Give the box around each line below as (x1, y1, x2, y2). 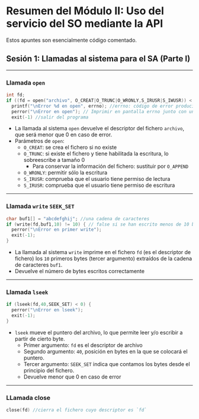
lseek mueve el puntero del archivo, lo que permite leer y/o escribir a (14, 329, 183, 336)
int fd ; (6, 92, 25, 98)
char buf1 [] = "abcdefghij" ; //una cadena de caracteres (6, 215, 150, 221)
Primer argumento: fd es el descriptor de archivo (23, 341, 143, 349)
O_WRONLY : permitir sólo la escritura (23, 169, 108, 176)
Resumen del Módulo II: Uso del (6, 4, 165, 18)
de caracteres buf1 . (14, 261, 63, 268)
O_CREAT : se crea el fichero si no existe (23, 144, 117, 151)
